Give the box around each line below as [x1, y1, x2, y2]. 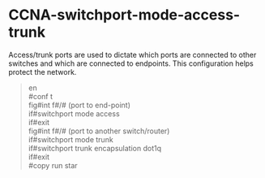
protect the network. [8, 67, 77, 76]
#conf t [28, 91, 53, 101]
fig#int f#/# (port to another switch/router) [28, 126, 170, 136]
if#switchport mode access [28, 108, 120, 119]
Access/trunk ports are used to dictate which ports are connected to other [8, 50, 257, 59]
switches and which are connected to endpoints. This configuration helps [8, 59, 254, 68]
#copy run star [28, 160, 79, 170]
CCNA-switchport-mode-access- [8, 6, 241, 24]
